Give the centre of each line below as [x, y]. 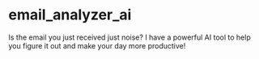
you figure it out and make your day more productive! [97, 45]
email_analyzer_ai [70, 15]
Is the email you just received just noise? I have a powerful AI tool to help [129, 37]
